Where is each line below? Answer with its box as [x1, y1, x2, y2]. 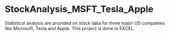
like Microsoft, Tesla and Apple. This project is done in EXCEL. [5, 25, 135, 31]
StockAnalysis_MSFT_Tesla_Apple [5, 3, 154, 15]
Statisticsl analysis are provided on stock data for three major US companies [5, 20, 165, 26]
